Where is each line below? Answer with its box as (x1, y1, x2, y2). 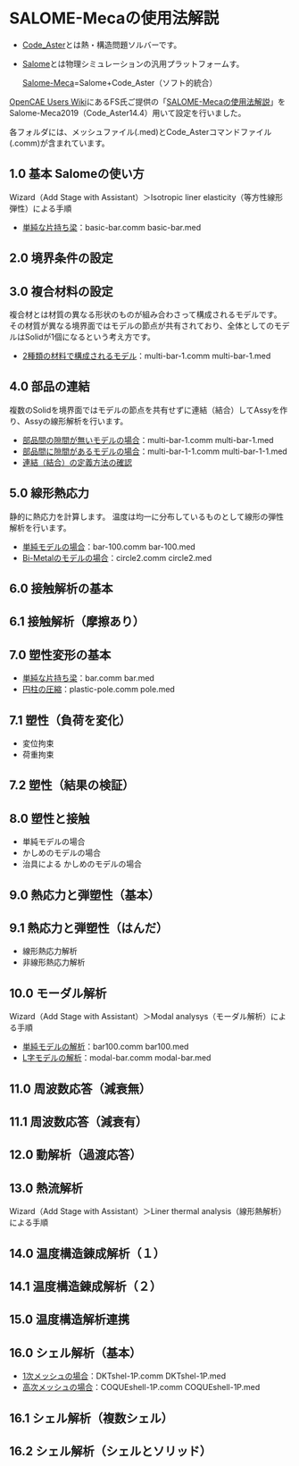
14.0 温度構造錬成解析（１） (9, 1245, 166, 1261)
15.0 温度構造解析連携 (9, 1312, 130, 1328)
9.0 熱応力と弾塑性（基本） (9, 887, 161, 902)
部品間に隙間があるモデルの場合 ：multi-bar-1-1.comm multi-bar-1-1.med (21, 446, 287, 457)
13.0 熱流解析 (9, 1180, 83, 1195)
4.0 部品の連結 (9, 379, 91, 394)
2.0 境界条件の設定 (9, 251, 113, 266)
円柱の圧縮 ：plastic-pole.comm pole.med (21, 684, 176, 695)
